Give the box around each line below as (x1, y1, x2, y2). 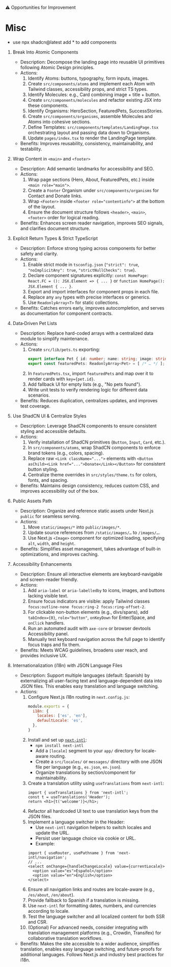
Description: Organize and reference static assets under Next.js (20, 508, 154, 514)
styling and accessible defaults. (20, 428, 87, 434)
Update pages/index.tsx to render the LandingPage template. (27, 135, 157, 141)
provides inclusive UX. (20, 652, 68, 658)
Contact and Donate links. (27, 193, 82, 199)
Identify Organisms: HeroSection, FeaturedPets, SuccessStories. (27, 107, 163, 114)
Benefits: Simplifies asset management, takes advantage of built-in (20, 545, 161, 551)
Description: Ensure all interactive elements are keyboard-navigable (20, 571, 163, 577)
